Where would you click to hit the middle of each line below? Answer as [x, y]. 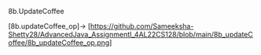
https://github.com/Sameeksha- [142, 26]
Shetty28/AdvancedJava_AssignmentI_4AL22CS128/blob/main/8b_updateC [130, 34]
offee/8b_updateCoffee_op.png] [60, 43]
